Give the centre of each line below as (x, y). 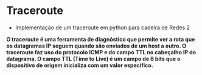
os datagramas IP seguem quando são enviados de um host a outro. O (96, 46)
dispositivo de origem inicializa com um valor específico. (80, 65)
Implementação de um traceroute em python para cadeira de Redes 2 (103, 27)
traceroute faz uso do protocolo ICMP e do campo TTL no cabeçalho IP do (101, 52)
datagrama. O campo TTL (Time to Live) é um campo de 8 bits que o (93, 59)
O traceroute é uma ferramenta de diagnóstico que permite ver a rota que (101, 39)
